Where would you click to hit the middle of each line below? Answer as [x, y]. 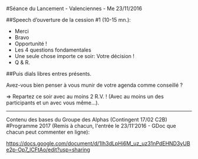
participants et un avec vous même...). [53, 103]
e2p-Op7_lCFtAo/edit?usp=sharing [48, 150]
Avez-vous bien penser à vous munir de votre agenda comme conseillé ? [95, 85]
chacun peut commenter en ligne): [48, 132]
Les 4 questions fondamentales [53, 50]
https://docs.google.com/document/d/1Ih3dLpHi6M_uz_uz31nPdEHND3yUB [98, 143]
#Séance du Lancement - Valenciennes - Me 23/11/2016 [74, 9]
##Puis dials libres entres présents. [49, 74]
